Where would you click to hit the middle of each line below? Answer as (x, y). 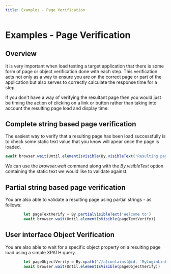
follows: (13, 205)
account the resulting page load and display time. (57, 108)
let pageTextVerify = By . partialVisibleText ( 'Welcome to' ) (88, 214)
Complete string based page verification (71, 124)
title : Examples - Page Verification (45, 10)
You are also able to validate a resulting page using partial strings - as (78, 200)
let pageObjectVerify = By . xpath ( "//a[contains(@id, (81, 262)
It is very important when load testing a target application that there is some (85, 66)
